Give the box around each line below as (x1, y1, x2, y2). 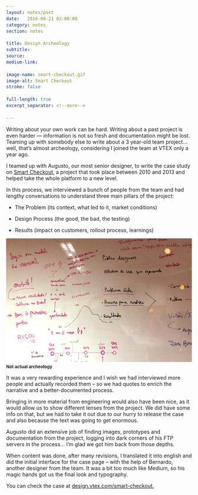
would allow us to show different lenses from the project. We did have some (6, 404, 190, 411)
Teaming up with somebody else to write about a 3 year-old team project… (6, 138, 187, 145)
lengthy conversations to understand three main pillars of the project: (6, 192, 174, 200)
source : (6, 53, 25, 59)
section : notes (6, 28, 44, 34)
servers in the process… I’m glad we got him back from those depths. (6, 441, 175, 448)
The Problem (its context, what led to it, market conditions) (14, 204, 157, 211)
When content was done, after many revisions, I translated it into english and (6, 452, 192, 459)
